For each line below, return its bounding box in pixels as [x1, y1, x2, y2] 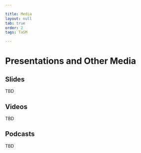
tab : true [5, 21, 26, 26]
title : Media [5, 11, 32, 16]
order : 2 [5, 25, 23, 30]
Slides [5, 75, 25, 83]
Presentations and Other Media [5, 55, 137, 67]
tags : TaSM [5, 30, 28, 35]
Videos [5, 102, 28, 111]
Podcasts [5, 130, 35, 138]
